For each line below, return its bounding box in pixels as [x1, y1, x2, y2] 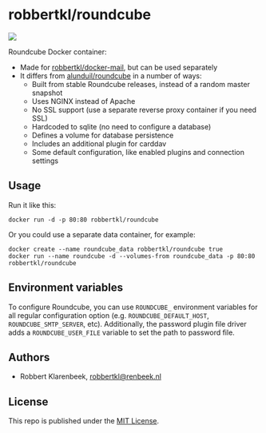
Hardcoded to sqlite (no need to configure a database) [31, 121, 212, 131]
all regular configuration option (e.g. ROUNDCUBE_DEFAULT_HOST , [8, 310, 209, 320]
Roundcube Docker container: [8, 46, 107, 57]
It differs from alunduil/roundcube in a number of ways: [19, 70, 202, 81]
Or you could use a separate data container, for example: [8, 229, 196, 239]
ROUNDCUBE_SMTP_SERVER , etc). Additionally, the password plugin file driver [8, 319, 247, 328]
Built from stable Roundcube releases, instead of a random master [31, 79, 250, 89]
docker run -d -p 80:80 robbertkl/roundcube [8, 216, 159, 224]
